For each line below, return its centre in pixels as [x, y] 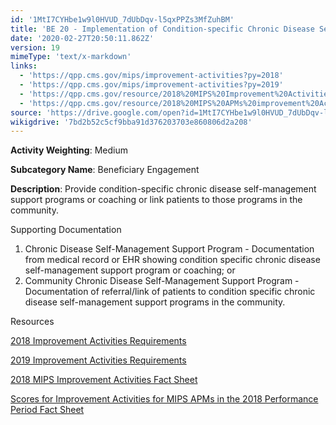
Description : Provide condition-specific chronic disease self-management [163, 189]
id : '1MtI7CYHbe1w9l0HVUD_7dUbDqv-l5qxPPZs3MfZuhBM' [122, 19]
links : [24, 66]
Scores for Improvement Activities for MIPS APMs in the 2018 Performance [164, 399]
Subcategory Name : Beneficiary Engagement [105, 170]
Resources [32, 322]
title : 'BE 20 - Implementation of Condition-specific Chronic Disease [162, 29]
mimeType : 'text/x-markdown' [71, 57]
